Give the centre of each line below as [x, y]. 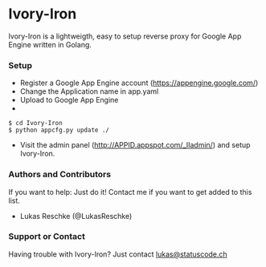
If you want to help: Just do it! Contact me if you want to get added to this [130, 192]
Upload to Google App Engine [69, 100]
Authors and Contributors [59, 175]
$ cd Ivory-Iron [35, 123]
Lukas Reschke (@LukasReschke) [76, 216]
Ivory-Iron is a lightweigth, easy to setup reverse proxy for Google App [125, 36]
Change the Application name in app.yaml [89, 91]
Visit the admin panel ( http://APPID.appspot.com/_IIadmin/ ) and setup [135, 145]
